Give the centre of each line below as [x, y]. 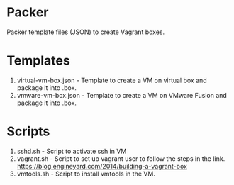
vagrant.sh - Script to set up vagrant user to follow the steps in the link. [121, 158]
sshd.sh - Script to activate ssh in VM [72, 151]
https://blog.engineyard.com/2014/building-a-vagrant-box [102, 166]
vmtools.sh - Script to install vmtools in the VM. [86, 174]
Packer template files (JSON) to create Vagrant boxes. [86, 32]
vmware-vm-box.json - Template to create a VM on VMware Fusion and [122, 95]
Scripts [28, 131]
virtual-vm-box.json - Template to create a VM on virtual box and [112, 80]
